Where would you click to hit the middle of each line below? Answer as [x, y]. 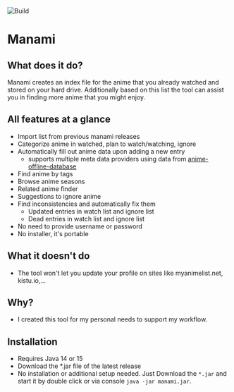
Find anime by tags [45, 173]
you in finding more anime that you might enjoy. [76, 97]
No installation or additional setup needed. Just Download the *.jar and [122, 374]
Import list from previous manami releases [79, 136]
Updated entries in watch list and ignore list [91, 211]
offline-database [52, 166]
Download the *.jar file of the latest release [79, 366]
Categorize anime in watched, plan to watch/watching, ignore [107, 144]
